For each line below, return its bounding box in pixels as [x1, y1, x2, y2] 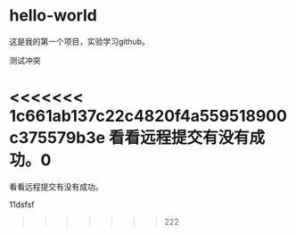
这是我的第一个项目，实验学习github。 [9, 36, 150, 46]
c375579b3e [9, 128, 105, 148]
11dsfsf [9, 198, 35, 210]
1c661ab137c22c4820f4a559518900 [9, 106, 288, 126]
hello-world [9, 5, 98, 26]
